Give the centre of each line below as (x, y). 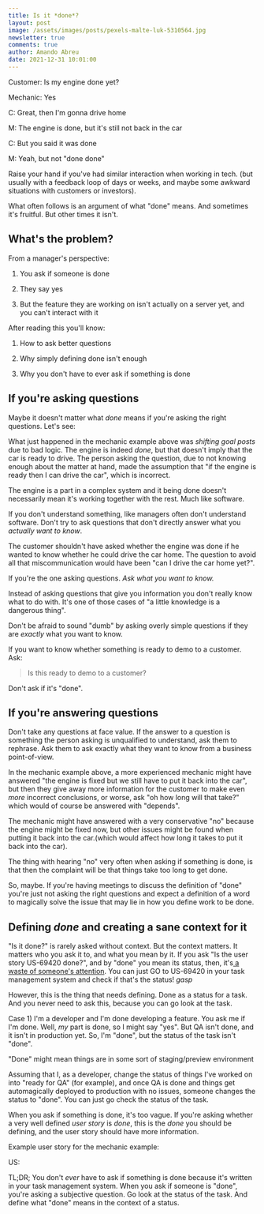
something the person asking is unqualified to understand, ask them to (123, 740)
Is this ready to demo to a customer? (87, 673)
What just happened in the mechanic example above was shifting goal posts (132, 441)
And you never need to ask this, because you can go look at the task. (120, 1003)
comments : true (33, 45)
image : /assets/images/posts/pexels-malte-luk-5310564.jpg (107, 30)
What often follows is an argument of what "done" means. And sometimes (128, 205)
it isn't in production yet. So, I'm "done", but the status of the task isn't (122, 1035)
